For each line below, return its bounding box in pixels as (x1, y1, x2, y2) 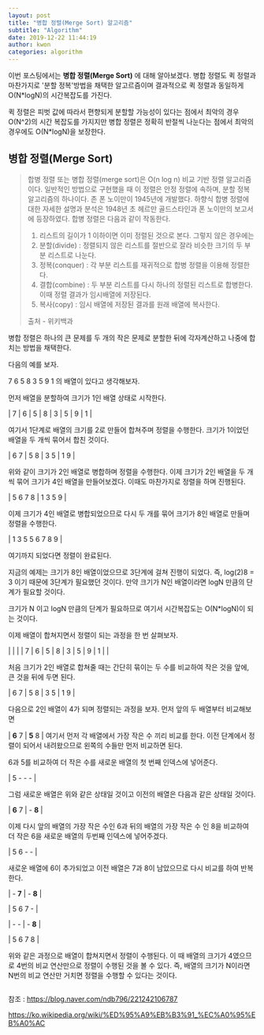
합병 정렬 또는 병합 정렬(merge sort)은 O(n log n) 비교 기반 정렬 (27, 174, 225, 184)
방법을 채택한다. (22, 343, 72, 352)
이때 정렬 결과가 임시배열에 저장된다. (39, 289, 151, 299)
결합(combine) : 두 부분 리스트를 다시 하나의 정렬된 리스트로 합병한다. (39, 280, 254, 289)
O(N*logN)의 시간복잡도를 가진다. (8, 91, 113, 99)
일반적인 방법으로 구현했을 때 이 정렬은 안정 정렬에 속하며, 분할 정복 (44, 184, 251, 194)
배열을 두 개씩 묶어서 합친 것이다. (8, 435, 110, 444)
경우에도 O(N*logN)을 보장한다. (8, 127, 106, 136)
